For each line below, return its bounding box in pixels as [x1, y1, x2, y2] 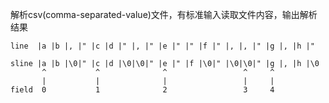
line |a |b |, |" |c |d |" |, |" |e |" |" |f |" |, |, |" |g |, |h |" [10, 41, 315, 51]
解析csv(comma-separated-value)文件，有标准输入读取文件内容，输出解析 [10, 9, 318, 20]
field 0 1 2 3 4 [10, 85, 275, 95]
